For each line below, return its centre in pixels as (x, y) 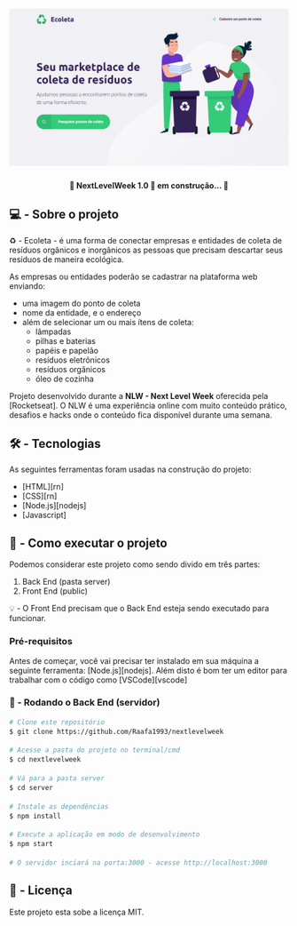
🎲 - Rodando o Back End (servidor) (85, 703)
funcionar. (28, 619)
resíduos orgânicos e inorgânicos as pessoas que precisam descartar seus (146, 250)
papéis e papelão (67, 350)
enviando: (27, 286)
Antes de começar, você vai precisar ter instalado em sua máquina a (134, 660)
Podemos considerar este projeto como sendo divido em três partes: (135, 564)
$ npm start (31, 844)
